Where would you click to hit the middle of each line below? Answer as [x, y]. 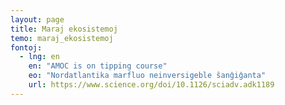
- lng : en [39, 57]
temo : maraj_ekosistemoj [62, 38]
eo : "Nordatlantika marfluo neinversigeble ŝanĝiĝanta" [147, 76]
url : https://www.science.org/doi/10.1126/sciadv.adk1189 [151, 85]
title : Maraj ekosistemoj [64, 29]
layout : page [37, 19]
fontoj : [26, 47]
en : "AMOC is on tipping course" [98, 66]
